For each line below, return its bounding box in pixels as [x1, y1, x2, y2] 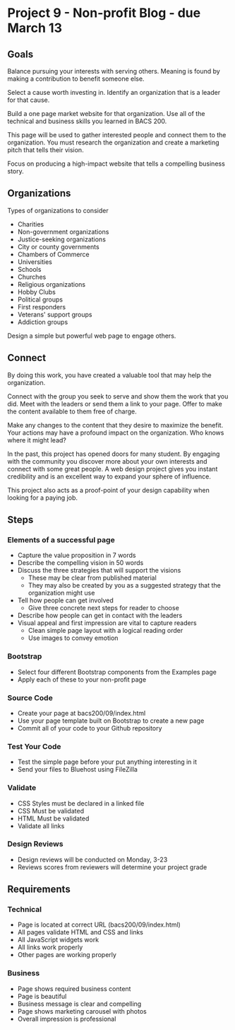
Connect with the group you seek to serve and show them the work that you [7, 391, 229, 401]
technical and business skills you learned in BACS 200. [7, 117, 167, 125]
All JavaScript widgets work [17, 936, 100, 944]
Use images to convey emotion [28, 634, 119, 642]
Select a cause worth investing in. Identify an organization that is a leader [7, 88, 221, 96]
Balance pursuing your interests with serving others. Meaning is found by [7, 67, 220, 75]
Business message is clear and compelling [17, 1000, 142, 1008]
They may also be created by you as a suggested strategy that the [28, 581, 221, 590]
